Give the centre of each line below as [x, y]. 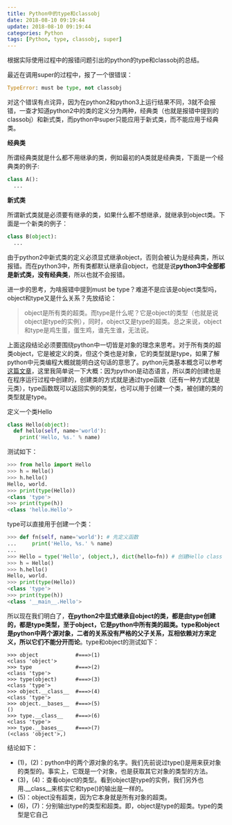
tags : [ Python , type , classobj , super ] [65, 40]
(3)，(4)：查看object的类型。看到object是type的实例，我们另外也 [110, 780]
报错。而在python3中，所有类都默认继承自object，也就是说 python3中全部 [113, 266]
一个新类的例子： [43, 223]
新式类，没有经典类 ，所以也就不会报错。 [71, 274]
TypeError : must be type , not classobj [65, 88]
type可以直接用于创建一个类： [50, 524]
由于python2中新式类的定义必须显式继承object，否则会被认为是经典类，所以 [116, 257]
